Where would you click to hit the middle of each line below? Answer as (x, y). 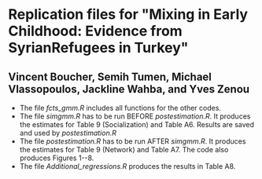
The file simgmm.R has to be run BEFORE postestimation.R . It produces (135, 116)
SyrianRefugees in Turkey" (98, 48)
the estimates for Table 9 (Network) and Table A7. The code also (124, 150)
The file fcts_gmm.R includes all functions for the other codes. (120, 108)
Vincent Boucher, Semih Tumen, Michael (110, 77)
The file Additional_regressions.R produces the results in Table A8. (127, 166)
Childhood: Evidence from (95, 31)
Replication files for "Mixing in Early (128, 15)
